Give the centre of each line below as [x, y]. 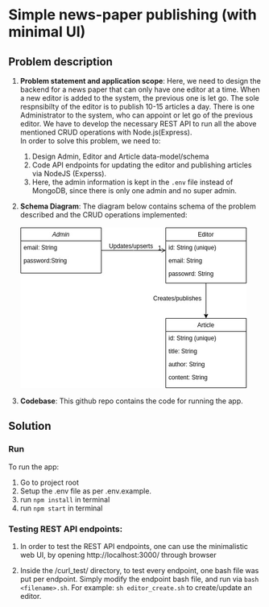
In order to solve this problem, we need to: [90, 141]
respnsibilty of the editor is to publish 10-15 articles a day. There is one [137, 107]
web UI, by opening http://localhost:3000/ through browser [118, 555]
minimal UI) [47, 32]
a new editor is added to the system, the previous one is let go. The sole [139, 98]
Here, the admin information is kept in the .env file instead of [132, 182]
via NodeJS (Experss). [69, 173]
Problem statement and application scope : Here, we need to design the [141, 81]
